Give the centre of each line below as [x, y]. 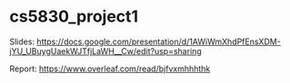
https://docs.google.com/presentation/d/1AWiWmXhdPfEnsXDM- [159, 41]
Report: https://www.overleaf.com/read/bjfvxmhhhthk [110, 69]
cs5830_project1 [74, 17]
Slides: [22, 41]
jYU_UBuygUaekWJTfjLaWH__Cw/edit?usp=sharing [105, 51]
